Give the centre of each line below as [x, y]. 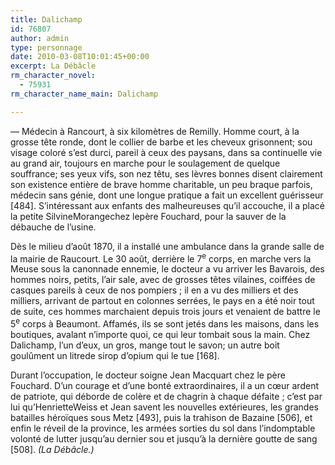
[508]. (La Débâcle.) [52, 449]
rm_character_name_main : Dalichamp [84, 94]
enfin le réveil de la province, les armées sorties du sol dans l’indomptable [163, 428]
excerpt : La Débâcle [53, 66]
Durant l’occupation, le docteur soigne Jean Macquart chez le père [148, 375]
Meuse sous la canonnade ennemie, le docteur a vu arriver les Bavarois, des [167, 269]
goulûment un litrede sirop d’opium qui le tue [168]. [115, 355]
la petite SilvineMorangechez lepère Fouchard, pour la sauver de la [148, 216]
